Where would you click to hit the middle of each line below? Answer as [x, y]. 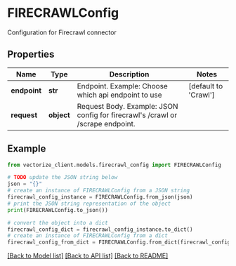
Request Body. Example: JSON [127, 106]
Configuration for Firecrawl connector [62, 32]
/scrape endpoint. [106, 124]
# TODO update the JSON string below [63, 178]
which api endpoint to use [119, 95]
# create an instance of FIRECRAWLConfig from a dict [88, 236]
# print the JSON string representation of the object [89, 204]
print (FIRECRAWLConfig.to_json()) [58, 210]
